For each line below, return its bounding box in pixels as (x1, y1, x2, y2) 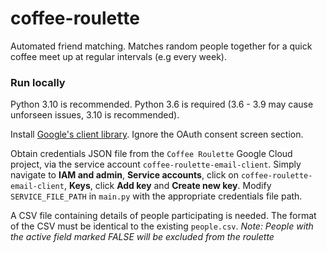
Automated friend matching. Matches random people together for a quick (10, 40, 313, 52)
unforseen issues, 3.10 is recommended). (10, 109, 180, 121)
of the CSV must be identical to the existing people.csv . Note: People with (10, 220, 314, 232)
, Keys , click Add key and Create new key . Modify (63, 180, 272, 192)
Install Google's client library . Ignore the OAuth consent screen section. (10, 128, 304, 141)
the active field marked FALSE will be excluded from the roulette (10, 231, 275, 243)
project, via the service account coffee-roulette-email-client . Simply (10, 158, 302, 171)
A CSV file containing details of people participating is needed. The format (10, 210, 317, 222)
